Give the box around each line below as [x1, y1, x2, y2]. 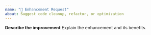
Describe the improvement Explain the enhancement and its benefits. [5, 24, 147, 30]
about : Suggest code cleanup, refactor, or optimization [5, 12, 124, 16]
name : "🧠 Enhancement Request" [5, 7, 69, 12]
